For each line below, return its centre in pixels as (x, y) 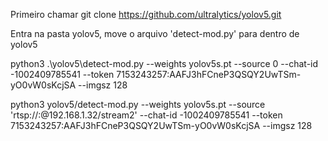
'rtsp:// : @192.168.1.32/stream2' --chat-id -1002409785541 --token (146, 115)
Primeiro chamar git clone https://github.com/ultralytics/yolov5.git (146, 14)
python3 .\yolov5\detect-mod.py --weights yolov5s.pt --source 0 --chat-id (164, 63)
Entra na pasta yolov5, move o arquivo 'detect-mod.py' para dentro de (155, 33)
